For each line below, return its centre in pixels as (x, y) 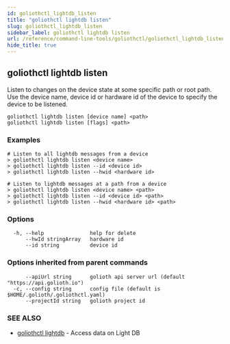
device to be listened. (38, 104)
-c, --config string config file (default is (87, 288)
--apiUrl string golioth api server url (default (105, 277)
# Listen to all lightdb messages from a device (78, 154)
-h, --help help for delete (75, 234)
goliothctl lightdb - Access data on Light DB (78, 333)
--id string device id (71, 245)
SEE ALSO (24, 318)
